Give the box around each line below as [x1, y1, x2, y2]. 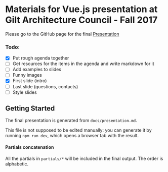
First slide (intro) [12, 78, 47, 84]
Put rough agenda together [12, 55, 69, 61]
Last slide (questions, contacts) [12, 83, 78, 89]
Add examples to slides [12, 67, 62, 73]
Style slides [12, 89, 37, 95]
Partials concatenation [5, 144, 54, 150]
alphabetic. [5, 160, 29, 167]
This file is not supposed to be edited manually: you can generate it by [5, 127, 152, 133]
